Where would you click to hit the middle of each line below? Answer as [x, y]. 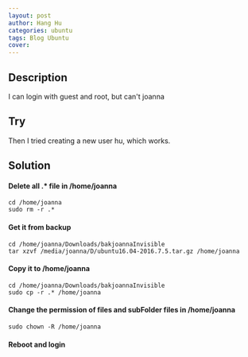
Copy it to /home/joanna [49, 269]
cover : [19, 45]
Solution [29, 166]
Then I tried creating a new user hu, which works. [89, 141]
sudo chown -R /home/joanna [55, 327]
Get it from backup [40, 227]
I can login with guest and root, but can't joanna [87, 96]
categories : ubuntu [41, 30]
